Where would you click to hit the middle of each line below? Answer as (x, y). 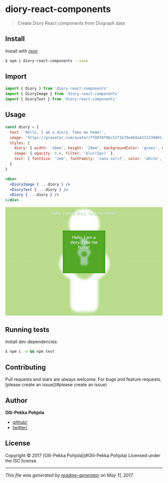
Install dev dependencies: (32, 342)
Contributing (25, 367)
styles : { (20, 143)
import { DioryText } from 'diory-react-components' (61, 99)
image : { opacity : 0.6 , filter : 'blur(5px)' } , (64, 153)
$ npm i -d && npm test (30, 352)
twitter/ (20, 427)
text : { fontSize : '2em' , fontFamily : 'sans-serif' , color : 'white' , (88, 159)
